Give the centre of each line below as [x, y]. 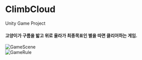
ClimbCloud [30, 9]
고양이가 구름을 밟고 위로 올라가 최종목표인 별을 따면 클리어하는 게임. [71, 35]
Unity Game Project [25, 23]
